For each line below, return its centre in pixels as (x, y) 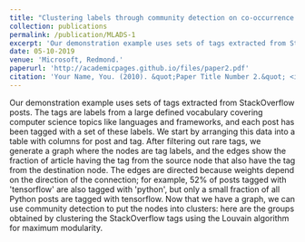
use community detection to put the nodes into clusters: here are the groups (152, 208)
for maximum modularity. (56, 227)
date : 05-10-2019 (42, 52)
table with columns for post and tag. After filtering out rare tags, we (135, 140)
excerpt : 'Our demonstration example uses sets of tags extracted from (148, 43)
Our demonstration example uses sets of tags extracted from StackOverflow (152, 102)
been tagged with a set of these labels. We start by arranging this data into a (152, 131)
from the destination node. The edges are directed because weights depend (152, 169)
